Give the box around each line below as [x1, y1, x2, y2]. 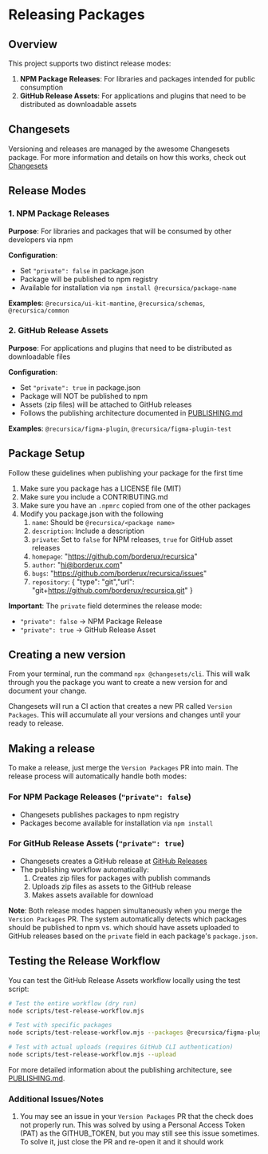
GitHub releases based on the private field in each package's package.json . [8, 931, 258, 941]
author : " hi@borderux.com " [31, 559, 124, 569]
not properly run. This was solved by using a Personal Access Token [19, 1120, 246, 1130]
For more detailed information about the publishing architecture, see [8, 1064, 233, 1074]
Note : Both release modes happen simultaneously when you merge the [8, 905, 242, 915]
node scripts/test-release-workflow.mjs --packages [8, 1029, 183, 1037]
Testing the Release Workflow [8, 954, 161, 968]
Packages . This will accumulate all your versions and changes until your [8, 710, 241, 720]
